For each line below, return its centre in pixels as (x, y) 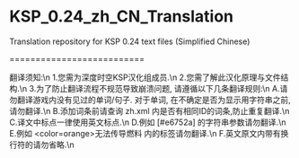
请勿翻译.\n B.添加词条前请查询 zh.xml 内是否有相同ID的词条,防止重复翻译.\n (149, 110)
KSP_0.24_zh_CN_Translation (122, 17)
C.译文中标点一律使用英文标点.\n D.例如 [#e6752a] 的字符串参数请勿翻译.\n (148, 122)
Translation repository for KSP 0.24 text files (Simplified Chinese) (130, 41)
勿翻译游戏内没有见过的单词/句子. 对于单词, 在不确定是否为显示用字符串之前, (150, 100)
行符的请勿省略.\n (42, 145)
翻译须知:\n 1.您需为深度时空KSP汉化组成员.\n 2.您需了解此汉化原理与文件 (145, 77)
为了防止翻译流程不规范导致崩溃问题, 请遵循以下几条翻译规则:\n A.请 (162, 88)
